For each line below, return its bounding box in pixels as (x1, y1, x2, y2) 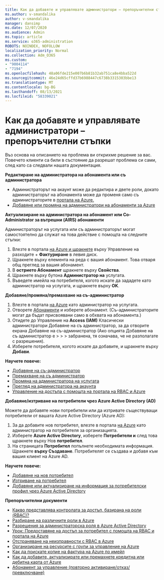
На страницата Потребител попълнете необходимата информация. (12, 443, 154, 449)
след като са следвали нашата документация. (5, 162, 102, 168)
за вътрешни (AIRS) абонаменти (35, 217, 104, 223)
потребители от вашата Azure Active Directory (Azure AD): (5, 413, 125, 419)
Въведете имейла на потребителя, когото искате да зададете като (12, 277, 151, 283)
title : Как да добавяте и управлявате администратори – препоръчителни (5, 7, 154, 12)
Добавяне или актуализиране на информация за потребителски (12, 483, 146, 489)
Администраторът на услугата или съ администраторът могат (5, 227, 136, 232)
